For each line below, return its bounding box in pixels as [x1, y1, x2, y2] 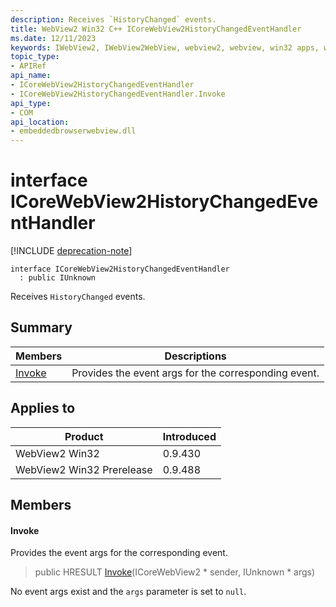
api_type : [10, 98, 52, 108]
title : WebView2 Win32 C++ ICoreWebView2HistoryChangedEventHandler [10, 24, 302, 34]
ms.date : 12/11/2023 [10, 33, 97, 43]
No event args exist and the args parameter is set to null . [10, 586, 247, 598]
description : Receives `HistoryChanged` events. [10, 14, 217, 25]
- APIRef [10, 61, 47, 71]
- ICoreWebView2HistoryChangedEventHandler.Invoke [10, 89, 226, 99]
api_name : [10, 71, 52, 81]
